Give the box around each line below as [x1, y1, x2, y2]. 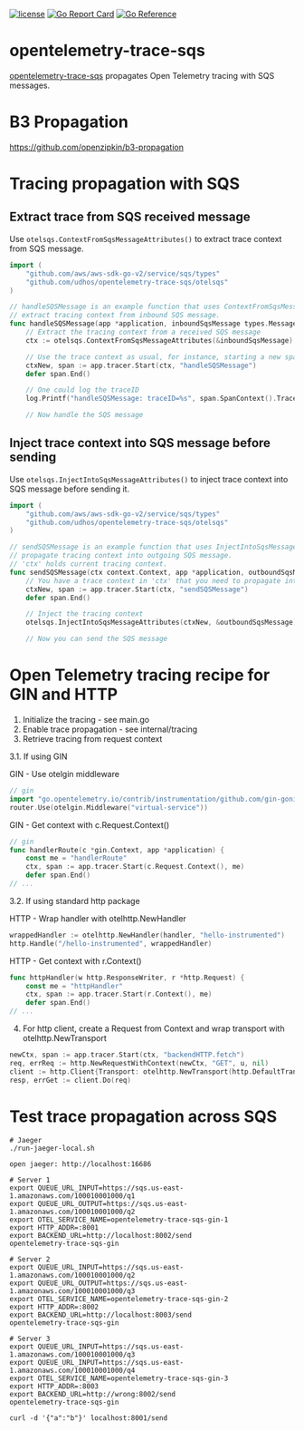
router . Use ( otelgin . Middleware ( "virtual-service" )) [9, 803, 208, 812]
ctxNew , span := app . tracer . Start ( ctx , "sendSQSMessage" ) [25, 585, 249, 594]
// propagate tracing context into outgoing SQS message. [9, 551, 233, 560]
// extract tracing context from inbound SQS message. [9, 311, 221, 320]
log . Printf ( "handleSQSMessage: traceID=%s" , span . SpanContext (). [25, 394, 278, 404]
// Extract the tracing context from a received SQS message [25, 327, 261, 336]
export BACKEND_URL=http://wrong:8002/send [9, 1390, 176, 1399]
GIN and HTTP [9, 685, 119, 705]
